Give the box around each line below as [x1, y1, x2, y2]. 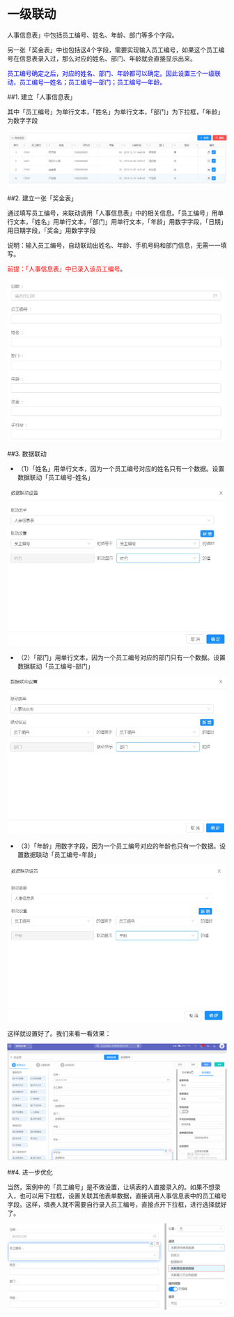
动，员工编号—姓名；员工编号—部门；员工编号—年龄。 [7, 77, 166, 86]
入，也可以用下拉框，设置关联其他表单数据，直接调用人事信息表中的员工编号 [7, 1191, 227, 1200]
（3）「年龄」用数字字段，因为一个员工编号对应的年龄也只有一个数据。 [17, 842, 220, 850]
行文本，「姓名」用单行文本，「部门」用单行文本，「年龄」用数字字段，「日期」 [7, 218, 227, 226]
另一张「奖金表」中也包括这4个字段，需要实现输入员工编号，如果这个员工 [7, 45, 219, 54]
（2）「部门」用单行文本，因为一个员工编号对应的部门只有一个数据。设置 [17, 653, 226, 662]
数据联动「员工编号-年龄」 [23, 850, 100, 858]
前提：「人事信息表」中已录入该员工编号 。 [7, 265, 127, 273]
